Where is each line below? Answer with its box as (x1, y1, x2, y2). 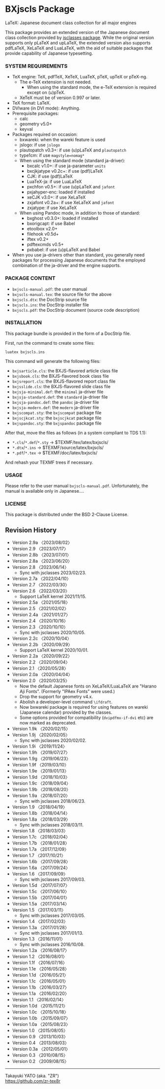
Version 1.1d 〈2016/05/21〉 (12, 972, 69, 978)
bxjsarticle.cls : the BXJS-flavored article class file (12, 367, 118, 373)
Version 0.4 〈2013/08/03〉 (12, 1040, 69, 1046)
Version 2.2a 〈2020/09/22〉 (12, 653, 72, 659)
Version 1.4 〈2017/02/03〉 (12, 918, 68, 924)
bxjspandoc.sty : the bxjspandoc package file (12, 420, 102, 426)
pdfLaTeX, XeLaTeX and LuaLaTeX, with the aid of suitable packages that (5, 45, 153, 51)
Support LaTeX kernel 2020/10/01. (19, 647, 89, 653)
